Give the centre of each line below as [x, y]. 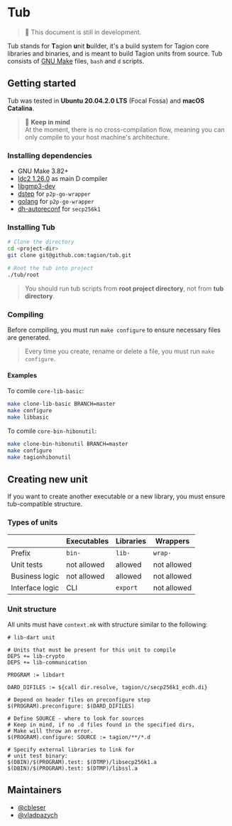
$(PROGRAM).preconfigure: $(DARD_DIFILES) [71, 706]
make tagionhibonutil [39, 457]
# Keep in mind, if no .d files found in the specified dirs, [101, 725]
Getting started [42, 84]
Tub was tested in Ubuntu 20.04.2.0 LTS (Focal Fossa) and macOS [106, 100]
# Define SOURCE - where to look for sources [76, 718]
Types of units [33, 523]
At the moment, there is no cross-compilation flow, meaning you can [125, 130]
